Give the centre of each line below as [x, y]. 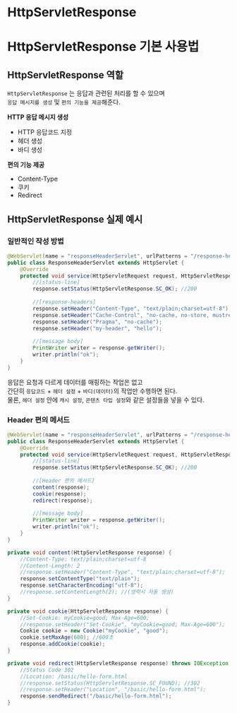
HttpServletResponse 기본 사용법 [103, 47]
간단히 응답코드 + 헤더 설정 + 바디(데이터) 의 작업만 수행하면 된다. [92, 391]
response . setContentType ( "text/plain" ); [80, 579]
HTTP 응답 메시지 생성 [38, 117]
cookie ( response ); [60, 494]
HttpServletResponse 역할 [65, 75]
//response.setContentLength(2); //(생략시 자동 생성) [97, 592]
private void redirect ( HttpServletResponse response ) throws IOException [118, 663]
